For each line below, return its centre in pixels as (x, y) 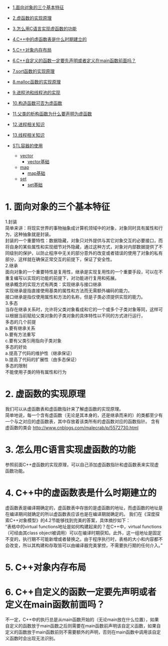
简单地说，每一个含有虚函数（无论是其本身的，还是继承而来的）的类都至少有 (84, 415)
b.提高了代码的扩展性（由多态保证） (42, 359)
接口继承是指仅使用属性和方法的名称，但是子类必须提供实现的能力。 (75, 296)
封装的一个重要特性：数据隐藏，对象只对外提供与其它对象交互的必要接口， (82, 240)
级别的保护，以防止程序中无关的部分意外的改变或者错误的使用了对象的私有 (86, 253)
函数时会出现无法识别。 (33, 638)
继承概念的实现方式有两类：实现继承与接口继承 (53, 284)
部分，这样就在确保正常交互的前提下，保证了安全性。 (60, 259)
